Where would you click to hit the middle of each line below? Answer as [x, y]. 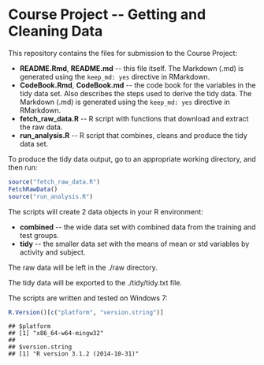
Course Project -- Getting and [107, 15]
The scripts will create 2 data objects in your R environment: [106, 211]
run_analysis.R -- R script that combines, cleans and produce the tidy [134, 135]
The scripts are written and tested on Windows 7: [88, 298]
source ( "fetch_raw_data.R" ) [54, 182]
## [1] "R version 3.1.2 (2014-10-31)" [74, 354]
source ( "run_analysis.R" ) [50, 196]
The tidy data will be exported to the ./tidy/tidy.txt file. [95, 282]
